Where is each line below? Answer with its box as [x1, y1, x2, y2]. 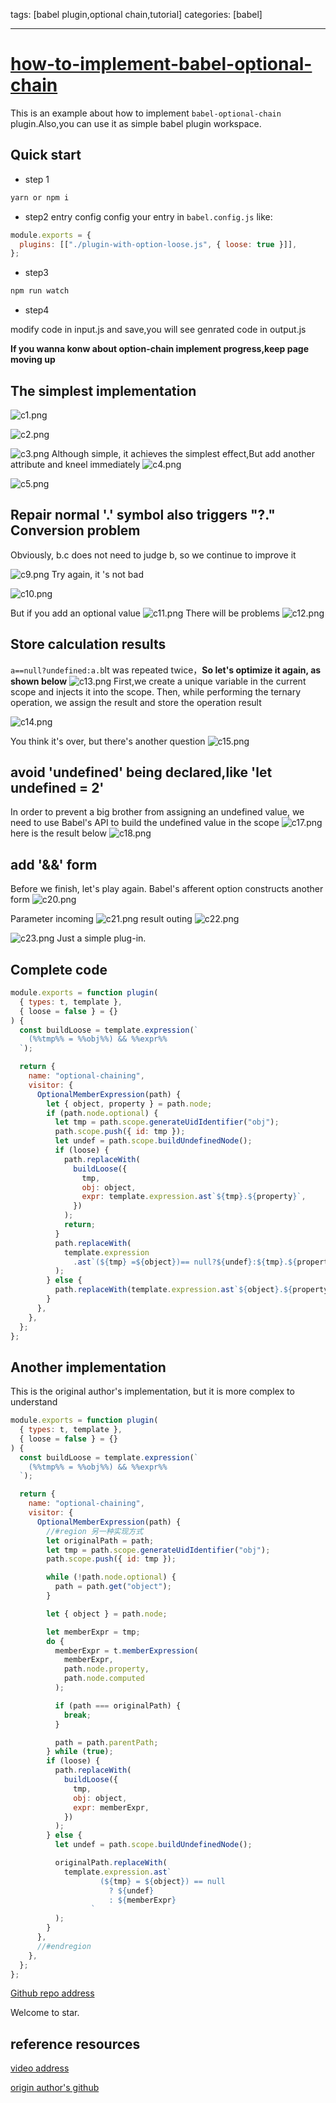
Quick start [10, 147, 82, 164]
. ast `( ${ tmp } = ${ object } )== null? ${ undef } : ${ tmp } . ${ [73, 1257, 298, 1267]
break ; [63, 1710, 92, 1720]
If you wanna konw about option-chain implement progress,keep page [10, 343, 309, 355]
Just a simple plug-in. [56, 932, 147, 944]
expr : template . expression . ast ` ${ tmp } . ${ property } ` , [81, 1192, 307, 1202]
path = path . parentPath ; [54, 1737, 159, 1748]
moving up [10, 354, 56, 366]
